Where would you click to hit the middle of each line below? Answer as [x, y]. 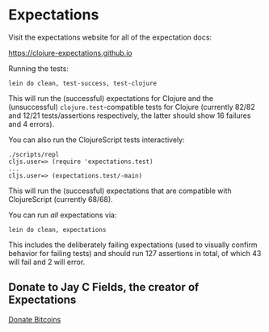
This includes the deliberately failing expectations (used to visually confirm [133, 245]
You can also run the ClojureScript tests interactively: [97, 140]
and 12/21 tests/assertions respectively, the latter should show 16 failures [130, 116]
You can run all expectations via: [63, 215]
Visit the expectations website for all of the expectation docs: [110, 37]
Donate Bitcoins [35, 319]
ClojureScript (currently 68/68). [61, 199]
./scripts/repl [34, 154]
